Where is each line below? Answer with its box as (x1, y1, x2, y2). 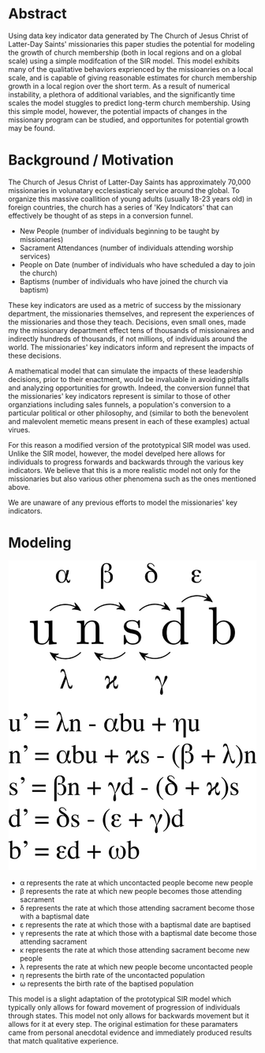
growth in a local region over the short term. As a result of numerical (8, 81, 230, 91)
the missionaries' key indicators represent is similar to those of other (8, 391, 231, 400)
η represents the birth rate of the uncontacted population (19, 971, 205, 980)
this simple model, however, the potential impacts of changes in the (8, 106, 227, 116)
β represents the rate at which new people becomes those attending (19, 887, 242, 896)
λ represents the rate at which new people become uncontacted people (19, 962, 253, 972)
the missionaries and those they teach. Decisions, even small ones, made (8, 317, 246, 327)
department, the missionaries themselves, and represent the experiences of (8, 309, 255, 318)
